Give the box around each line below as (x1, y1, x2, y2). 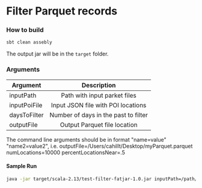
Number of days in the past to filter (49, 110, 148, 119)
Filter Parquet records (6, 4, 118, 18)
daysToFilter (9, 110, 44, 119)
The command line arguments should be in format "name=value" (6, 136, 167, 143)
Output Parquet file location (60, 121, 138, 129)
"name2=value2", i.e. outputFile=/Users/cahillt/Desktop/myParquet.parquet (6, 142, 193, 149)
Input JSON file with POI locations (50, 101, 147, 109)
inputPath (9, 91, 37, 99)
